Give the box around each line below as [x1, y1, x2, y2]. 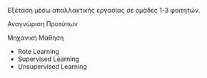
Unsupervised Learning [17, 62, 87, 70]
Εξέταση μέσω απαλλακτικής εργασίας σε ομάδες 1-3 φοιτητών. [7, 6, 201, 14]
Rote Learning [17, 48, 59, 55]
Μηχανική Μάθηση [7, 33, 64, 42]
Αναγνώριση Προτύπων [7, 20, 79, 28]
